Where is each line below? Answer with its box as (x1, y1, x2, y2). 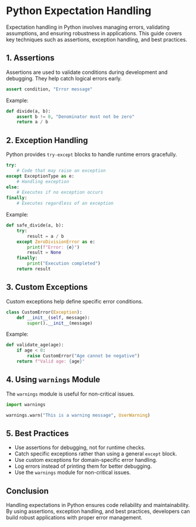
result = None (27, 249, 61, 256)
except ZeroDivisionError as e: (16, 239, 95, 245)
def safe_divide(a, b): (6, 222, 64, 228)
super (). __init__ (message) (27, 320, 93, 326)
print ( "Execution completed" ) (27, 261, 101, 266)
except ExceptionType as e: (6, 173, 75, 179)
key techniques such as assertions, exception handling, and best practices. (6, 36, 187, 43)
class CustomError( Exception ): (6, 309, 82, 315)
